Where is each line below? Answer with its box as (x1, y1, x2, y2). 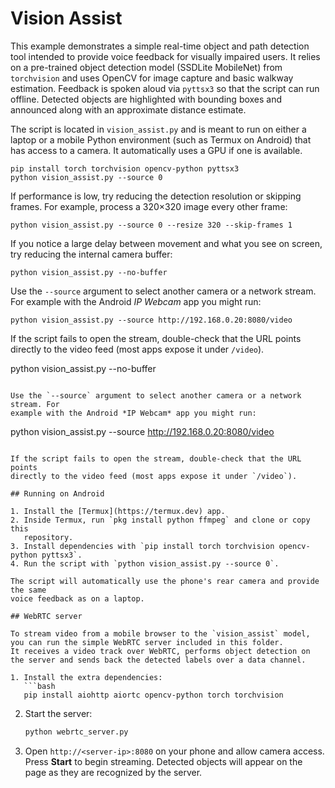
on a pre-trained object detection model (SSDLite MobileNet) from (10, 61, 283, 73)
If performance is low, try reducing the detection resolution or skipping (10, 190, 302, 202)
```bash (23, 681, 56, 691)
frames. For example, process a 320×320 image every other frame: (10, 200, 288, 212)
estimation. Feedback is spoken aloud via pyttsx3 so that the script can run (10, 82, 320, 94)
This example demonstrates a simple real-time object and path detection (10, 40, 310, 52)
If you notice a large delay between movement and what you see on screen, (10, 237, 323, 249)
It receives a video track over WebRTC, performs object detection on (10, 646, 311, 656)
